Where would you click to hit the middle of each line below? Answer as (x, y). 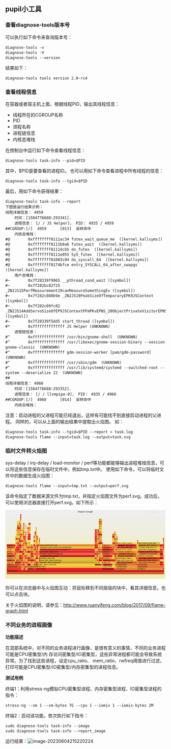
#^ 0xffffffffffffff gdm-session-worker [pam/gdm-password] (78, 352)
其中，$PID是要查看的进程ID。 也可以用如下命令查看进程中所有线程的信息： (84, 171)
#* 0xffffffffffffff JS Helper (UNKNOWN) (58, 326)
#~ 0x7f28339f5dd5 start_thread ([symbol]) (60, 321)
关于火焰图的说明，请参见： (34, 605)
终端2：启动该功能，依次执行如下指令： (47, 716)
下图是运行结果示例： (24, 207)
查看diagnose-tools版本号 (38, 25)
